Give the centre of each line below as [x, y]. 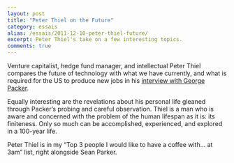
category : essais [32, 26]
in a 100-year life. [32, 131]
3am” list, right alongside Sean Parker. [62, 152]
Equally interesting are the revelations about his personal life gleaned [107, 101]
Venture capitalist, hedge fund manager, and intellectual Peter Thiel [104, 66]
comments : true [29, 46]
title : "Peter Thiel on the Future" [60, 20]
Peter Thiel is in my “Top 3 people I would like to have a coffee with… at [110, 145]
